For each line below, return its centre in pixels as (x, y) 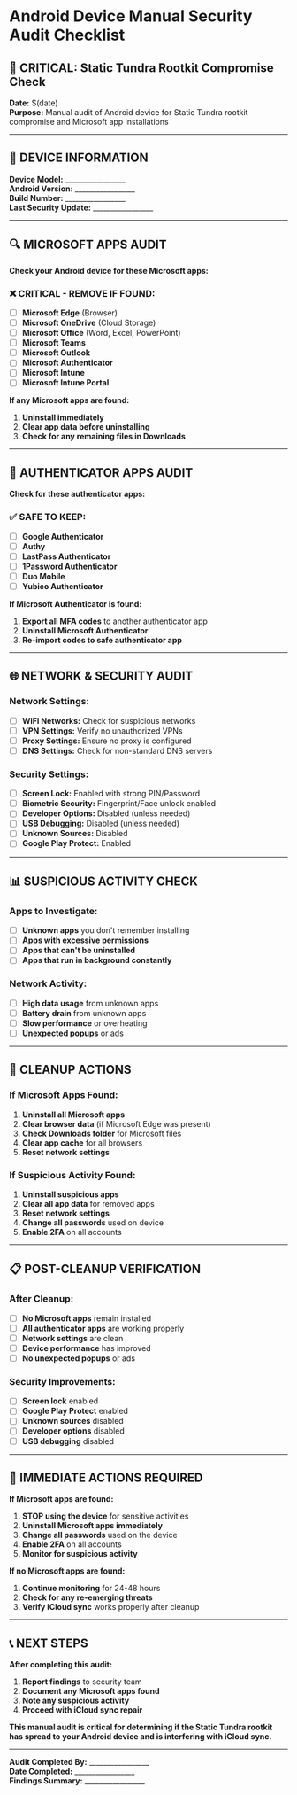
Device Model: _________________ (68, 179)
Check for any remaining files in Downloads (103, 437)
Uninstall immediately (63, 417)
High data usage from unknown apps (90, 1003)
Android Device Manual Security (131, 16)
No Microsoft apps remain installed (87, 1318)
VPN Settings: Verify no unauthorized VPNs (102, 730)
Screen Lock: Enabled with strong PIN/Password (111, 794)
